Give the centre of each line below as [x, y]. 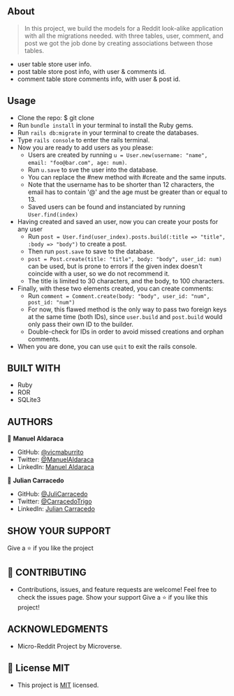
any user [30, 229]
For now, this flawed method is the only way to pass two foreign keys [127, 309]
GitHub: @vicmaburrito [50, 452]
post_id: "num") [51, 302]
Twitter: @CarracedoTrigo [54, 501]
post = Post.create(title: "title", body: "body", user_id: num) [125, 259]
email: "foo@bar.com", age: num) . [77, 162]
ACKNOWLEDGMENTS [58, 629]
